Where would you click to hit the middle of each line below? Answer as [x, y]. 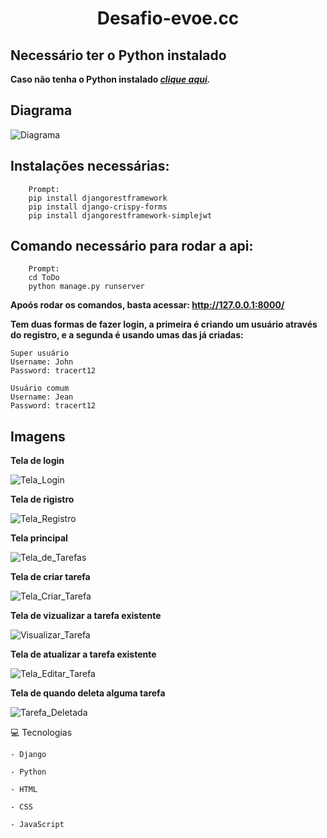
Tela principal [39, 538]
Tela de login [37, 461]
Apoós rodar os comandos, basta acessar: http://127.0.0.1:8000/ [147, 305]
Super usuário [40, 353]
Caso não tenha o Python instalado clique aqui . [110, 79]
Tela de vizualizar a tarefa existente [86, 616]
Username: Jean [42, 397]
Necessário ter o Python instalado [118, 55]
